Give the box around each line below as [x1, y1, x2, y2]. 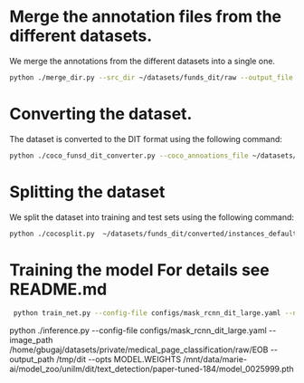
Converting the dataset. [9, 104, 193, 124]
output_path [9, 354, 54, 365]
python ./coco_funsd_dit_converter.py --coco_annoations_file [9, 151, 249, 160]
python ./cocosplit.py [9, 229, 95, 238]
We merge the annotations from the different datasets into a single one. [9, 55, 276, 66]
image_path [9, 335, 53, 346]
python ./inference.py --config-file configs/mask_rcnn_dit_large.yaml [9, 325, 267, 336]
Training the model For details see [9, 260, 270, 280]
